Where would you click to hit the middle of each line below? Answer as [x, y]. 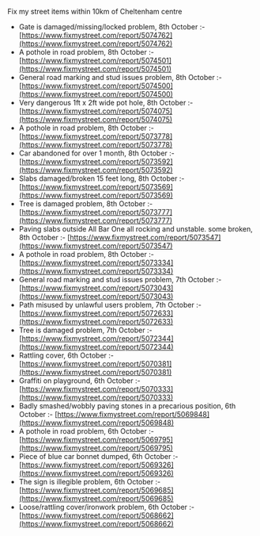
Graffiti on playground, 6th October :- [79, 381]
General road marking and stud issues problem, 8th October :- [120, 77]
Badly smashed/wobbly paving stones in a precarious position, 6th [127, 406]
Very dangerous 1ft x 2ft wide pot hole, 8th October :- [106, 103]
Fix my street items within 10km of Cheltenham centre [95, 11]
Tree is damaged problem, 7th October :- [85, 330]
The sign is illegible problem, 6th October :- [90, 482]
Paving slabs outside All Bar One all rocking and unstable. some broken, [136, 229]
